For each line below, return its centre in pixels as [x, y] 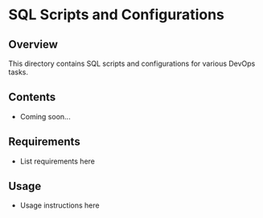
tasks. [18, 72]
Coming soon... [45, 116]
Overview [33, 44]
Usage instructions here [60, 205]
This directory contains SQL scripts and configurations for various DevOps [132, 63]
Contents [32, 97]
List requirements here [57, 161]
